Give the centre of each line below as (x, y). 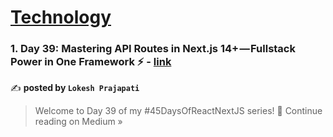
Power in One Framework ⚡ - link (91, 62)
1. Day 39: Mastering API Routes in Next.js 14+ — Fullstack (153, 49)
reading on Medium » (78, 122)
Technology (61, 17)
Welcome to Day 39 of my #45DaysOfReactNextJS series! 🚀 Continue (178, 111)
